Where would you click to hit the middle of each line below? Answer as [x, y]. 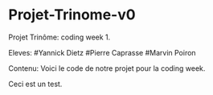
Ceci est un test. [35, 84]
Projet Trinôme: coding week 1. [59, 37]
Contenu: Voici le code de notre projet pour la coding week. [107, 68]
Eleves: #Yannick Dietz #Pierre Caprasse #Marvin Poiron [102, 52]
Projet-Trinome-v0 [72, 15]
